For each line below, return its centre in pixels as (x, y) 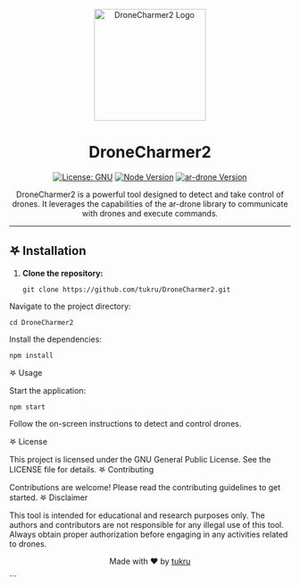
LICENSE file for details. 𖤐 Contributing (82, 469)
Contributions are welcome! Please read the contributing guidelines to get (145, 487)
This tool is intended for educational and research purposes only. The (137, 515)
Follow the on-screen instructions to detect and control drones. (125, 423)
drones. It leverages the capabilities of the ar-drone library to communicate (150, 204)
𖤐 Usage (26, 372)
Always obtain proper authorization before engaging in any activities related (149, 534)
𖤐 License (28, 441)
